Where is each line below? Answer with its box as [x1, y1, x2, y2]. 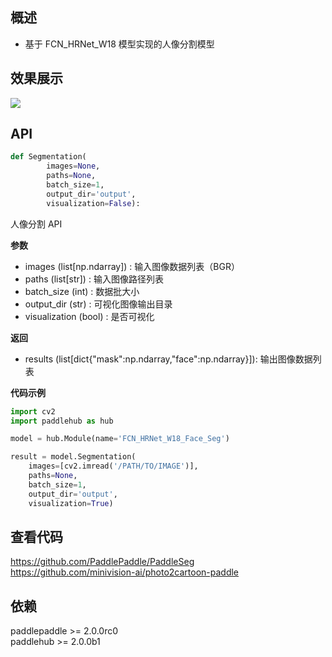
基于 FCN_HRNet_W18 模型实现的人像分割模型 [24, 38, 215, 50]
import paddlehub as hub [10, 416, 114, 426]
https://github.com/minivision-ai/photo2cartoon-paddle [10, 566, 240, 578]
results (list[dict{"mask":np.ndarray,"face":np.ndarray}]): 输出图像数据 [24, 353, 313, 365]
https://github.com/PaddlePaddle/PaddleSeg [10, 556, 195, 568]
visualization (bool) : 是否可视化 [24, 310, 155, 322]
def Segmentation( [10, 152, 87, 162]
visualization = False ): [46, 198, 141, 208]
